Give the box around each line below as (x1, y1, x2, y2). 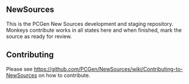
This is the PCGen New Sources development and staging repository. (6, 20, 174, 27)
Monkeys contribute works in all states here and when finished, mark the (6, 26, 182, 33)
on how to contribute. (38, 72, 90, 79)
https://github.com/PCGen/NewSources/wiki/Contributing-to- (33, 65, 183, 72)
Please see (6, 65, 33, 72)
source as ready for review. (6, 32, 72, 40)
